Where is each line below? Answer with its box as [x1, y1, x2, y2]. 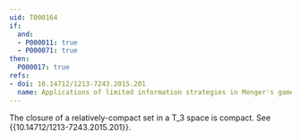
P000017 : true [17, 63, 70, 72]
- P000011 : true [17, 37, 78, 47]
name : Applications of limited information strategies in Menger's [17, 87, 275, 96]
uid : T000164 [9, 12, 58, 22]
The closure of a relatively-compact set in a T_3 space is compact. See [9, 112, 271, 123]
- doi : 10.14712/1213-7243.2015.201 [9, 79, 146, 88]
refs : [9, 71, 30, 80]
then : [9, 54, 30, 63]
